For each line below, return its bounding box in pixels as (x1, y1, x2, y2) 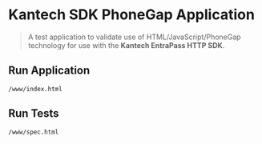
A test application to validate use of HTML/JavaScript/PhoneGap (27, 32, 242, 42)
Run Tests (8, 106, 59, 121)
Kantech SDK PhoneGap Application (8, 6, 255, 24)
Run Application (8, 64, 91, 78)
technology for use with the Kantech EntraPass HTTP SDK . (27, 40, 225, 50)
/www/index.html (8, 85, 62, 93)
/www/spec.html (8, 128, 59, 136)
